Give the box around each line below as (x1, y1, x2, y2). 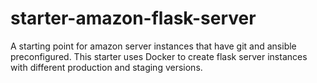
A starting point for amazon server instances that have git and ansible (10, 40, 297, 52)
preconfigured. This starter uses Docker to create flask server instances (10, 50, 308, 62)
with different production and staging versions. (10, 61, 203, 73)
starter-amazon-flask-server (10, 7, 257, 30)
